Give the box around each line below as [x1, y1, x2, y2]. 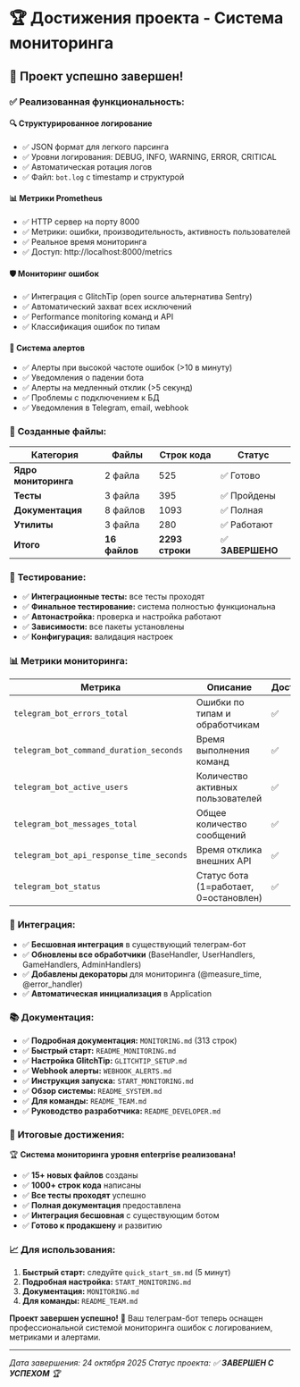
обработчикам [196, 719, 261, 731]
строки [158, 543, 191, 556]
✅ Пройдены [220, 489, 277, 501]
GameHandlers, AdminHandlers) [21, 959, 142, 970]
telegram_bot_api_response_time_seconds [13, 851, 187, 861]
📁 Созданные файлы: [9, 425, 107, 438]
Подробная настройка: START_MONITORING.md [21, 1276, 192, 1288]
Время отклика [196, 844, 262, 856]
